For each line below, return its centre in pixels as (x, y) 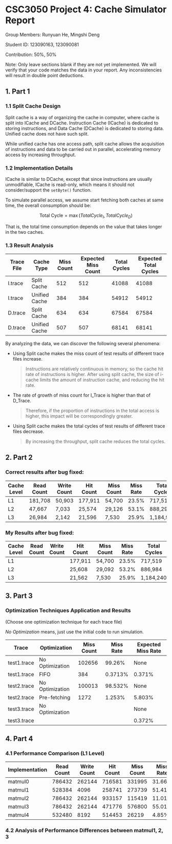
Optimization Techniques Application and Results (68, 611)
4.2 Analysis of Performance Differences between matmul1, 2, (84, 831)
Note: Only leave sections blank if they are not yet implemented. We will (81, 64)
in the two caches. (25, 232)
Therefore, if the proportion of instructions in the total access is (92, 411)
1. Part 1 (18, 92)
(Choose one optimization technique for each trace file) (64, 622)
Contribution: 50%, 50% (31, 54)
